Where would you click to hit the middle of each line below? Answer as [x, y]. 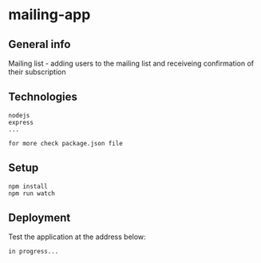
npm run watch [32, 193]
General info [40, 44]
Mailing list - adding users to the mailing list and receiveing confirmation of [131, 63]
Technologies [43, 97]
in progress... [34, 252]
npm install [28, 186]
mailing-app [49, 15]
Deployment [40, 218]
